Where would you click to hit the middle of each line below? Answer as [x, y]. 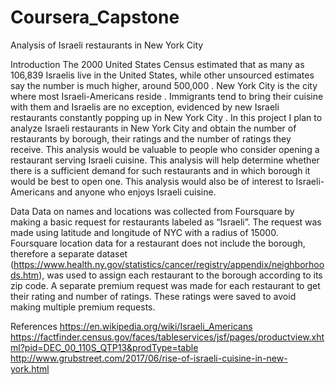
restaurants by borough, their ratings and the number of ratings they [151, 138]
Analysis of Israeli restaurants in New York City [107, 45]
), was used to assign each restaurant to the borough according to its [180, 275]
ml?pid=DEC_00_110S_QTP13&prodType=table [104, 347]
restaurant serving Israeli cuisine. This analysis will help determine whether [165, 160]
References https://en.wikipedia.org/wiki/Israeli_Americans [131, 326]
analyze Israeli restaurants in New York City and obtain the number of [153, 128]
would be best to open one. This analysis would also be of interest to [152, 181]
